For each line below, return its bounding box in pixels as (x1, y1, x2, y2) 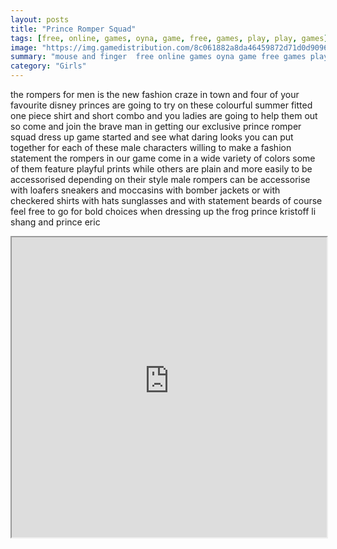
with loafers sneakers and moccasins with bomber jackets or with (10, 184, 281, 196)
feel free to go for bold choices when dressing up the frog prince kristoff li (10, 206, 317, 217)
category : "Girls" (10, 61, 87, 71)
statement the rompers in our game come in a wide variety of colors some (10, 152, 316, 164)
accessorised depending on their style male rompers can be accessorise (10, 174, 311, 185)
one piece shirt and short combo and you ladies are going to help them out (10, 110, 318, 121)
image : (10, 42, 38, 53)
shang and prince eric (10, 216, 101, 228)
